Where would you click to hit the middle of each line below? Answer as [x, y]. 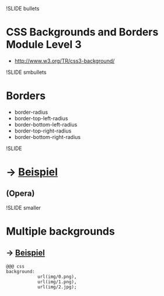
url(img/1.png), [57, 282]
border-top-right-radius [43, 131]
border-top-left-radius [41, 118]
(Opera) [20, 194]
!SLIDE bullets [23, 8]
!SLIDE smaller [23, 207]
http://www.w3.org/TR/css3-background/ [64, 60]
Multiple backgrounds [60, 232]
